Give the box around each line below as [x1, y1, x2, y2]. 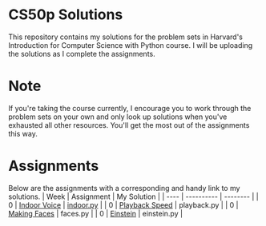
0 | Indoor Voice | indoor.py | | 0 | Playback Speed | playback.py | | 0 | [8, 200, 239, 209]
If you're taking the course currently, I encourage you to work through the [8, 103, 252, 113]
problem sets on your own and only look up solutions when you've [8, 112, 228, 121]
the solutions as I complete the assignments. [8, 49, 155, 58]
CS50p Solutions [8, 6, 123, 24]
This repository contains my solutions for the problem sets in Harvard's [8, 32, 243, 42]
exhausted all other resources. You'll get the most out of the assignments [8, 120, 250, 129]
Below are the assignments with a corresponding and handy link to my [8, 183, 240, 192]
